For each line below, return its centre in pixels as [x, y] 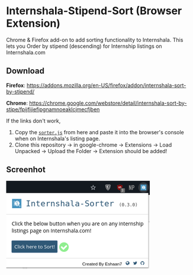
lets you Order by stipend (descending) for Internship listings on [84, 46]
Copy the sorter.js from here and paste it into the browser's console [99, 132]
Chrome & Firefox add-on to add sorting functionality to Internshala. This [95, 40]
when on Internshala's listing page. [57, 138]
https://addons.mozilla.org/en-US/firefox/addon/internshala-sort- [106, 85]
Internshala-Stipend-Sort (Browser [94, 11]
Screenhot [26, 170]
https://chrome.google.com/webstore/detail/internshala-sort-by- [108, 103]
